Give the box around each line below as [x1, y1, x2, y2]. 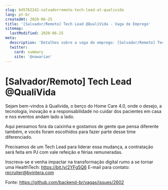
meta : [5, 36, 16, 41]
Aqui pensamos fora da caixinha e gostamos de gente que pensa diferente [5, 124, 159, 130]
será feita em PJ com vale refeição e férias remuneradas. [5, 149, 123, 155]
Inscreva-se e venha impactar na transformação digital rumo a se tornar [5, 159, 153, 165]
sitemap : [5, 26, 23, 31]
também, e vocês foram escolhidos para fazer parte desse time [5, 129, 136, 135]
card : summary [14, 49, 43, 54]
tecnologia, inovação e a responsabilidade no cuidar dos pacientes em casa [5, 109, 161, 115]
